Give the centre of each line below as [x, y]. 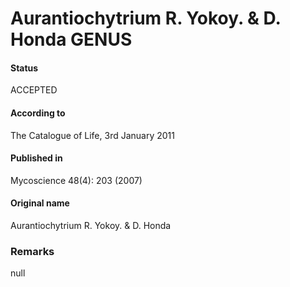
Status [24, 68]
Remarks [32, 251]
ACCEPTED [34, 90]
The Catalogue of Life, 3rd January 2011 [92, 135]
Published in [36, 158]
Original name [40, 203]
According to [38, 113]
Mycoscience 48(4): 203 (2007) [76, 180]
